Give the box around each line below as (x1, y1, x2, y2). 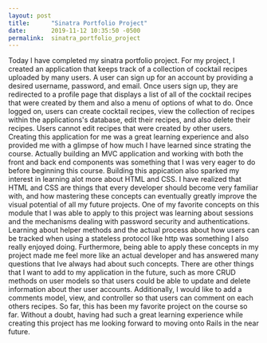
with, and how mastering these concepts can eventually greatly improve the (8, 191, 257, 201)
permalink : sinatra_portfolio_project (8, 34, 141, 42)
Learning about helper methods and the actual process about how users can (8, 225, 260, 235)
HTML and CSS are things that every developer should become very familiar (8, 183, 259, 192)
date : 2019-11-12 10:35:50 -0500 (8, 26, 141, 34)
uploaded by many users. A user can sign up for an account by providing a (8, 73, 253, 82)
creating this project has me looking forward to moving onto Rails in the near (8, 318, 259, 328)
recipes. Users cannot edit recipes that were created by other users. (8, 124, 233, 133)
